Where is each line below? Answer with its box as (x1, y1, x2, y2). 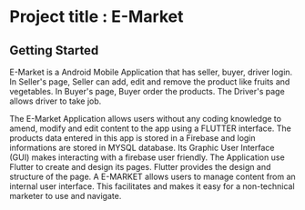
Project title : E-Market (9, 6, 184, 27)
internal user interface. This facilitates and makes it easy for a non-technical (9, 181, 295, 192)
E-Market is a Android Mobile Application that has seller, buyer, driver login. (9, 66, 293, 77)
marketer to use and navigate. (9, 191, 122, 201)
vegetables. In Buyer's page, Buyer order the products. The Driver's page (9, 86, 285, 96)
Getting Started (9, 43, 99, 58)
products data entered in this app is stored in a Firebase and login (9, 133, 257, 143)
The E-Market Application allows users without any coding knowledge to (9, 114, 282, 124)
